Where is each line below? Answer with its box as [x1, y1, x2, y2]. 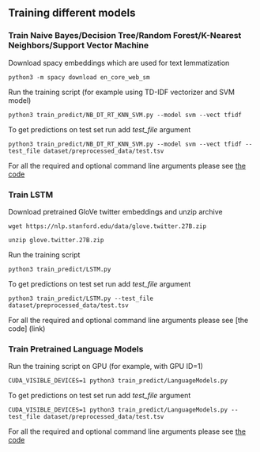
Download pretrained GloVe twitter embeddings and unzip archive [8, 207, 223, 216]
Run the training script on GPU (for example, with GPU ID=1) [8, 362, 204, 371]
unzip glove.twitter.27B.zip [8, 236, 104, 244]
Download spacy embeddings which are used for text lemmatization [8, 58, 230, 67]
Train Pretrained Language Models [8, 344, 144, 355]
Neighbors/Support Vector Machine [8, 40, 149, 51]
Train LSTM [8, 189, 54, 200]
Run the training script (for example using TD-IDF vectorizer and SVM [8, 87, 236, 97]
